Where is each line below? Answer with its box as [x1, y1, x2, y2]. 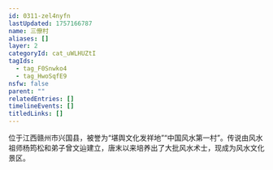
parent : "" [8, 87, 45, 96]
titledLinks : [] [8, 110, 63, 118]
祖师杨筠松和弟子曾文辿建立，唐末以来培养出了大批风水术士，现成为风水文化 [8, 143, 265, 152]
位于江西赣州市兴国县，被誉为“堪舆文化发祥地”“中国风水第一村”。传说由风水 [8, 133, 263, 142]
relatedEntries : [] [8, 95, 75, 103]
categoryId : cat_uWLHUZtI [8, 49, 96, 57]
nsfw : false [8, 79, 49, 87]
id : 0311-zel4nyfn [8, 11, 71, 20]
